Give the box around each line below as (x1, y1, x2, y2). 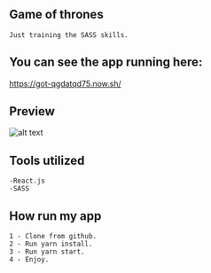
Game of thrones (9, 7, 104, 22)
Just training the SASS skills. (9, 30, 129, 39)
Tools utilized (9, 152, 85, 168)
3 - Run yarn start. (9, 247, 86, 256)
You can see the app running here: (9, 55, 203, 70)
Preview (9, 104, 56, 119)
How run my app (9, 208, 102, 223)
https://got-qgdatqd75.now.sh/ (9, 78, 121, 89)
